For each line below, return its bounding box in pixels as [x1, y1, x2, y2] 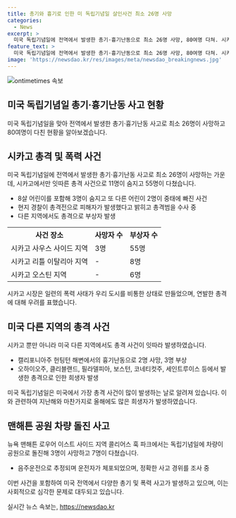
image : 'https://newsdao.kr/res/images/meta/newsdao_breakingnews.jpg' [7, 56, 222, 63]
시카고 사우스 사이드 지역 [11, 244, 88, 254]
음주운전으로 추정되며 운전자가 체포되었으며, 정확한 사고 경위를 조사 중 [17, 464, 210, 472]
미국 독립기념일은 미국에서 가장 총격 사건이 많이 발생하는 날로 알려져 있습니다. [7, 388, 220, 397]
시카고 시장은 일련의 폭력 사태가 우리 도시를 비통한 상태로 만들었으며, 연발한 [7, 290, 214, 298]
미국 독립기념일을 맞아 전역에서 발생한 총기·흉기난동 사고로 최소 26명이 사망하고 [7, 119, 225, 128]
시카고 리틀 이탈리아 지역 [11, 257, 88, 266]
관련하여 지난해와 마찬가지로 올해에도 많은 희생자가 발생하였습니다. [14, 397, 197, 406]
